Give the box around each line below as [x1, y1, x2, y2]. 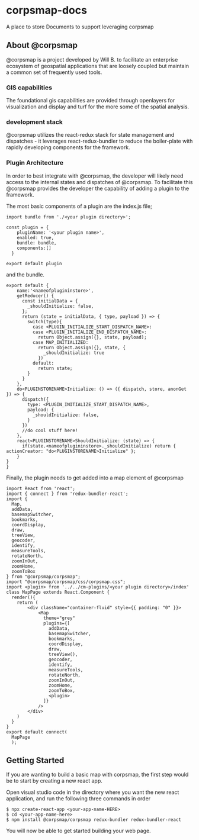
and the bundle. [6, 271, 44, 278]
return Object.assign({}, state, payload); [37, 334, 147, 340]
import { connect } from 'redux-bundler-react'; [6, 491, 129, 497]
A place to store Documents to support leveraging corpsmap [6, 23, 154, 30]
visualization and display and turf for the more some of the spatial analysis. [6, 103, 190, 110]
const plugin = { [6, 224, 49, 230]
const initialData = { [21, 298, 78, 304]
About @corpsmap [6, 40, 78, 50]
